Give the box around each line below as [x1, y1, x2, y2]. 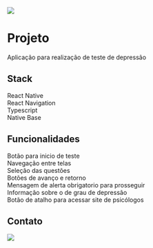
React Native [7, 91, 43, 99]
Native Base [7, 113, 41, 121]
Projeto [7, 30, 50, 46]
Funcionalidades [7, 134, 81, 145]
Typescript [7, 106, 38, 114]
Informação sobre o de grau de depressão [7, 188, 127, 196]
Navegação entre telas [7, 158, 72, 167]
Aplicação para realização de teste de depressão [7, 53, 147, 61]
